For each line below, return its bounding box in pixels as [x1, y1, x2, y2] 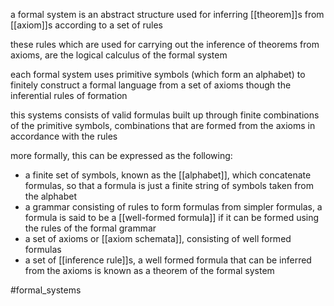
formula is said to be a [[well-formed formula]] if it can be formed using [24, 212, 320, 223]
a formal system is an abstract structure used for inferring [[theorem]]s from [10, 9, 325, 20]
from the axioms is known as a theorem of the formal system [24, 265, 275, 276]
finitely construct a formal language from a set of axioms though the [10, 79, 292, 91]
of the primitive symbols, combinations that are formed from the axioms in [10, 120, 316, 131]
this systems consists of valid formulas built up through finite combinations [10, 109, 320, 121]
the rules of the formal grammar [24, 222, 157, 234]
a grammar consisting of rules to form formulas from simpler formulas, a [24, 201, 323, 213]
